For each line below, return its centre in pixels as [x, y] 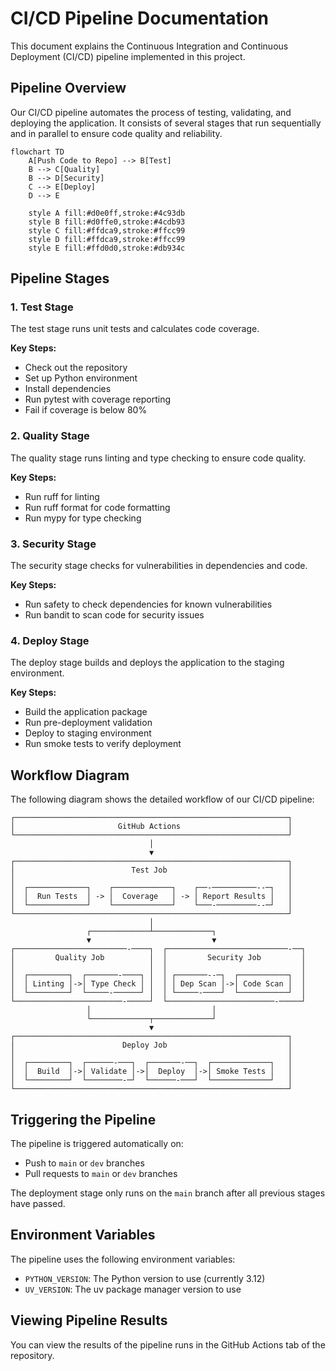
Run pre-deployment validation [88, 723]
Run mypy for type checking [83, 518]
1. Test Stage [42, 307]
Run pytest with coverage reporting [97, 399]
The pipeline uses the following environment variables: [123, 1259]
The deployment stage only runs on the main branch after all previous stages [168, 1193]
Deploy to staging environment [88, 733]
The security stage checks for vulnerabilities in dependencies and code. [159, 566]
